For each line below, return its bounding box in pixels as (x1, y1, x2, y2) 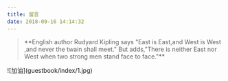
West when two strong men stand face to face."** (23, 52, 166, 61)
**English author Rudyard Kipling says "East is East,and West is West (23, 37, 222, 46)
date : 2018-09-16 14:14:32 (7, 18, 84, 25)
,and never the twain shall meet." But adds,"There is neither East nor (23, 45, 218, 53)
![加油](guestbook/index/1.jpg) (7, 66, 93, 74)
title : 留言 (7, 11, 39, 18)
